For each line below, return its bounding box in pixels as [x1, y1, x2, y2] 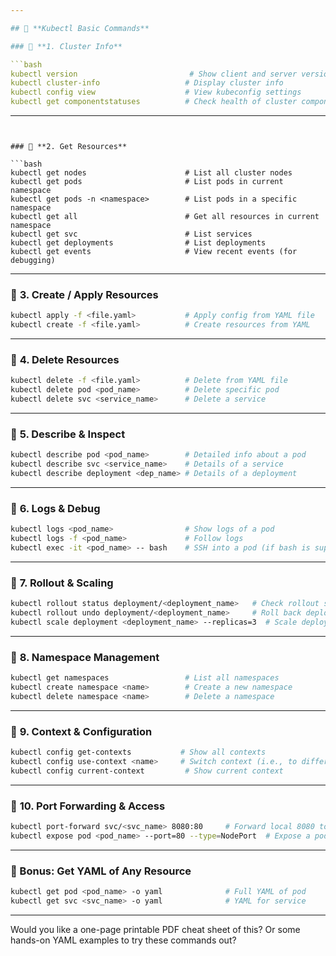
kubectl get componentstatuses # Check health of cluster [10, 97, 298, 107]
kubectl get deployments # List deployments [10, 238, 267, 248]
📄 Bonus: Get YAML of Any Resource [10, 864, 192, 878]
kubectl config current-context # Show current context [10, 766, 284, 776]
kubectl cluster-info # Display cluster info [10, 78, 284, 88]
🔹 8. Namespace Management [10, 650, 160, 664]
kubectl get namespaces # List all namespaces [10, 673, 280, 683]
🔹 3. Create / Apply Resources [10, 287, 159, 301]
